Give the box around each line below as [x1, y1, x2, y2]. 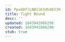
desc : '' [5, 16, 23, 21]
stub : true [5, 29, 28, 34]
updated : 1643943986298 [5, 20, 54, 26]
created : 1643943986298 [5, 25, 54, 30]
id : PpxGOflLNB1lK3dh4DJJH [5, 7, 61, 12]
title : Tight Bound [5, 12, 45, 16]
